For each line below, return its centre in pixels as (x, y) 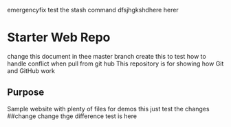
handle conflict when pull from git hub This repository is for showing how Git (115, 63)
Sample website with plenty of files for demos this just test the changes (108, 109)
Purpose (26, 93)
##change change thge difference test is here (72, 116)
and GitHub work (31, 70)
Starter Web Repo (59, 38)
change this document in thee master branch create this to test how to (107, 56)
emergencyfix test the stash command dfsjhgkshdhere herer (93, 10)
